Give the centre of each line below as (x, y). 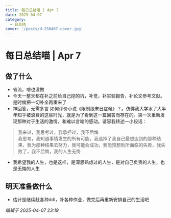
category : (16, 19)
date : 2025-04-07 (24, 15)
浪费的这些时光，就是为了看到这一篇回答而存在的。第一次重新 (95, 115)
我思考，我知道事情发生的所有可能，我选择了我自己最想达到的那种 (87, 139)
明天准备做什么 (29, 186)
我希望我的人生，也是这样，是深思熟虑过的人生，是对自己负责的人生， (87, 162)
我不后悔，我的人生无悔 (56, 152)
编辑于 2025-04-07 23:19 (32, 210)
